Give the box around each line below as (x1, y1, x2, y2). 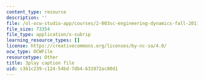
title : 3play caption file (6, 60, 75, 66)
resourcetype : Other (6, 54, 59, 60)
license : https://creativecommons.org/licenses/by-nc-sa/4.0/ (6, 43, 167, 49)
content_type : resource (6, 9, 67, 15)
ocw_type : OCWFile (6, 49, 53, 55)
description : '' (6, 15, 47, 21)
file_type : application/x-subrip (6, 32, 91, 38)
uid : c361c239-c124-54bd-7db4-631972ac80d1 (6, 65, 118, 72)
